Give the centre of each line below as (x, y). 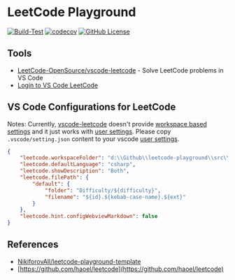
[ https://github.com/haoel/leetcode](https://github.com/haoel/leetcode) (120, 269)
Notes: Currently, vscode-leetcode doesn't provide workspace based (107, 124)
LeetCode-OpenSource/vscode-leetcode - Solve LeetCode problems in (120, 70)
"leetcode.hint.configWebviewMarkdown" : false (89, 216)
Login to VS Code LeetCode (58, 85)
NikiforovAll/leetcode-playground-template (79, 261)
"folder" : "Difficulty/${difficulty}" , (102, 190)
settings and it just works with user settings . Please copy (89, 131)
